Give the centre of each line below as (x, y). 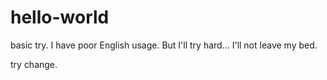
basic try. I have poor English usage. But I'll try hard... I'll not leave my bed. (164, 45)
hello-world (60, 17)
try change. (34, 64)
